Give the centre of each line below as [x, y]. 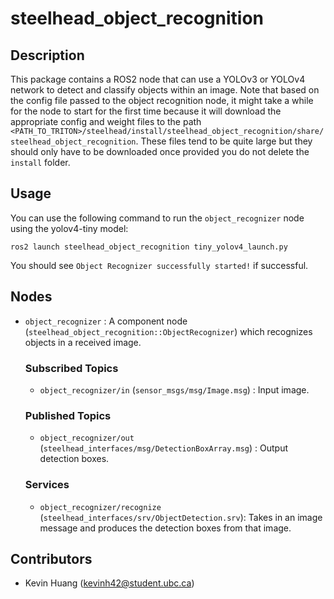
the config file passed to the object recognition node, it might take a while [162, 100]
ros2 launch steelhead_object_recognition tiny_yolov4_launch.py [149, 247]
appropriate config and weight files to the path [106, 121]
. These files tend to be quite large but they [224, 141]
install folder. [40, 162]
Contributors [51, 558]
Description [47, 55]
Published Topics [68, 415]
